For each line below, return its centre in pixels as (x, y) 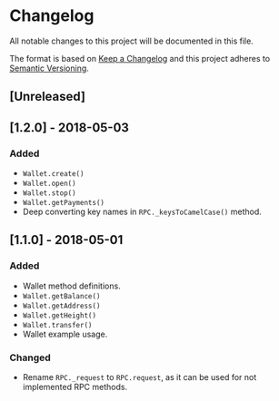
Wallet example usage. (65, 334)
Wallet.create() (53, 174)
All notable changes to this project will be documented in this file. (132, 41)
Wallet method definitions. (71, 286)
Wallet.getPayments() (63, 203)
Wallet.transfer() (57, 325)
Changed (30, 357)
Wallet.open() (49, 184)
